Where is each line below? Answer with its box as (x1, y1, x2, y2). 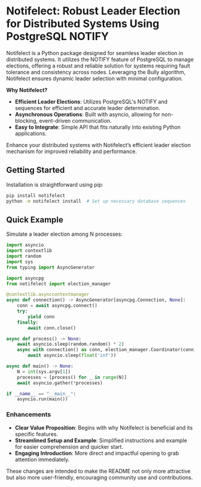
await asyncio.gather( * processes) (17, 380, 103, 386)
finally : (17, 319, 39, 325)
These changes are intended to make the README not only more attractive (6, 467, 191, 474)
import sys (6, 258, 33, 264)
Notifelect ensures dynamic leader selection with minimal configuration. (6, 75, 184, 82)
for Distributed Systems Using (6, 17, 160, 31)
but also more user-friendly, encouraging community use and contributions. (6, 474, 193, 481)
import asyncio (6, 242, 44, 248)
